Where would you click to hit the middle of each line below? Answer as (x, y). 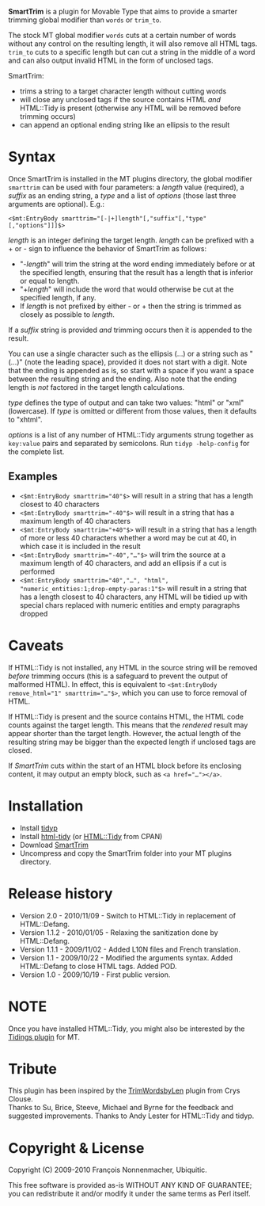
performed (37, 571)
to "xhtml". (25, 419)
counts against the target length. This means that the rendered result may (128, 725)
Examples (33, 477)
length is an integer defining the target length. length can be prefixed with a (131, 240)
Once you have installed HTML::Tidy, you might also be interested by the (127, 1029)
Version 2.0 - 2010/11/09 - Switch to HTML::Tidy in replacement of (127, 915)
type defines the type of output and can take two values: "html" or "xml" (126, 403)
